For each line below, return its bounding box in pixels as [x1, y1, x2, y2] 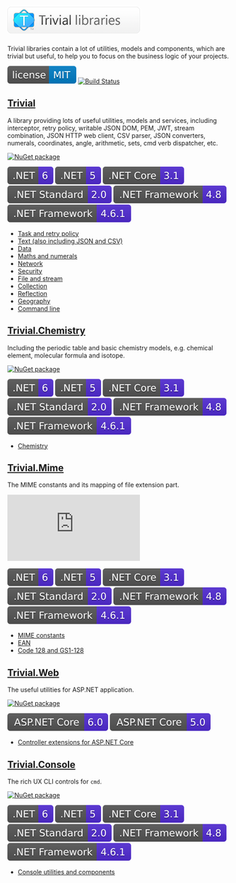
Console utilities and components [17, 868, 115, 876]
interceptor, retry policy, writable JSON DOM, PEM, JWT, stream [7, 124, 195, 132]
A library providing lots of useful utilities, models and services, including [7, 116, 218, 124]
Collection [17, 282, 47, 290]
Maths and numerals [17, 251, 78, 260]
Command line [17, 304, 60, 313]
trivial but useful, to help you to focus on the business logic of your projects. [7, 52, 230, 60]
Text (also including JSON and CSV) [17, 237, 123, 245]
